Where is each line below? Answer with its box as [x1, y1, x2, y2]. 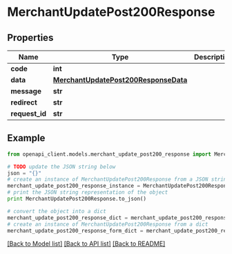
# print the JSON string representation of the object [7, 189, 168, 196]
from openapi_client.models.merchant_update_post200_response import [7, 150, 212, 158]
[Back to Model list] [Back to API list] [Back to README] [7, 239, 166, 248]
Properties [7, 32, 54, 44]
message [10, 87, 41, 96]
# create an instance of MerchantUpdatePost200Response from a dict [7, 221, 209, 228]
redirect [10, 98, 38, 107]
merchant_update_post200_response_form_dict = [7, 227, 144, 234]
